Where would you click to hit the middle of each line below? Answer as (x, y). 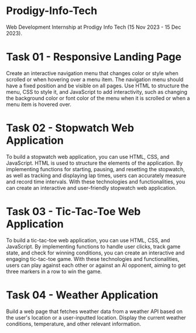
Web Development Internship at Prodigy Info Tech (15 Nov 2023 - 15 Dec (94, 27)
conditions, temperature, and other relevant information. (74, 324)
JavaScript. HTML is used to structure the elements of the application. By (94, 163)
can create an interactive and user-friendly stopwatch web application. (91, 188)
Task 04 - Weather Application (82, 295)
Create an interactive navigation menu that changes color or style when (92, 73)
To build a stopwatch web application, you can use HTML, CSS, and (88, 157)
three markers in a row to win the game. (54, 271)
